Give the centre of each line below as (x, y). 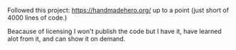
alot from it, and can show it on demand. (66, 39)
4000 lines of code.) (37, 18)
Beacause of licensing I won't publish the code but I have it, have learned (114, 31)
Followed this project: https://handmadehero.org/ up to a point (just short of (118, 10)
